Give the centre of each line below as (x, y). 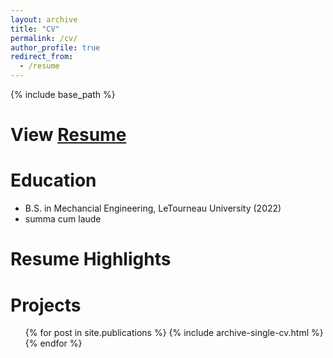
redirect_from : (42, 57)
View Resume (68, 135)
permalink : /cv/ (44, 38)
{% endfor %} (53, 343)
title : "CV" (35, 29)
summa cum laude (63, 219)
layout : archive (44, 19)
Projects (46, 305)
